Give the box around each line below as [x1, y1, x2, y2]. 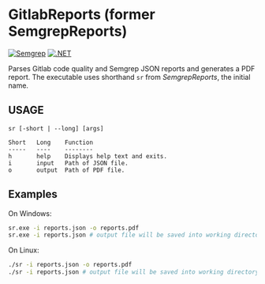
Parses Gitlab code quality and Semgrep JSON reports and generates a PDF [8, 63, 256, 73]
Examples [8, 187, 58, 201]
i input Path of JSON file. [8, 159, 129, 167]
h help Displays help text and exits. [8, 152, 168, 160]
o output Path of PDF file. [8, 166, 125, 174]
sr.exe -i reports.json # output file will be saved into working [8, 231, 231, 239]
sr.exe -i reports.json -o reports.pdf [8, 224, 140, 232]
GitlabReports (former [8, 6, 155, 24]
